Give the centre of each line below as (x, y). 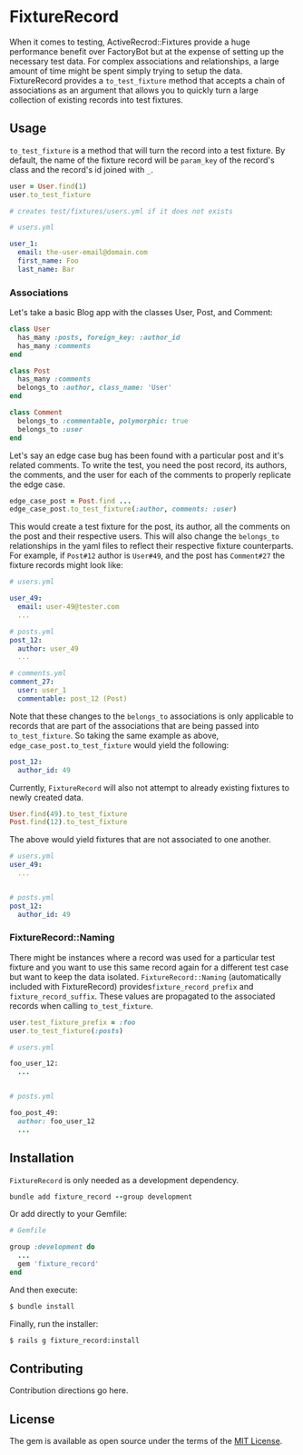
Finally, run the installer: (54, 1323)
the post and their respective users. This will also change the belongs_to (144, 536)
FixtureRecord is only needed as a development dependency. (124, 1180)
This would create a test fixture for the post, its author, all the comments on (150, 527)
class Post (30, 371)
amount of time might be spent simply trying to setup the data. (126, 71)
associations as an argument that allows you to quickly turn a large (134, 90)
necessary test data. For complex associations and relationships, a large (144, 61)
